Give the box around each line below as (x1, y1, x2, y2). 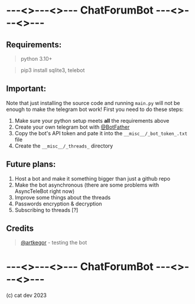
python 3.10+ (20, 55, 53, 62)
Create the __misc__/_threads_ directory (14, 142, 113, 149)
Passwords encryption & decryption (14, 200, 102, 207)
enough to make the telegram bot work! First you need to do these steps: (6, 106, 184, 113)
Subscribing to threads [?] (14, 206, 79, 213)
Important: (6, 84, 46, 94)
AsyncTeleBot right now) (14, 187, 75, 195)
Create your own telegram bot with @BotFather (14, 123, 130, 130)
